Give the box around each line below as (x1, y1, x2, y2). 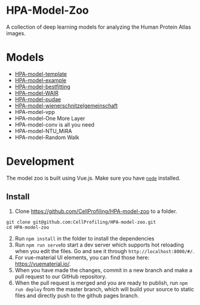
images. (6, 29, 26, 36)
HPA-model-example (14, 76, 67, 84)
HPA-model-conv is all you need (14, 121, 94, 128)
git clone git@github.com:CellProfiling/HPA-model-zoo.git (6, 219, 156, 225)
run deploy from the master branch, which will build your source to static (14, 285, 195, 292)
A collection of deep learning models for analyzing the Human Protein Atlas (6, 23, 191, 30)
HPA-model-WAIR (14, 89, 59, 96)
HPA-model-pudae (14, 95, 61, 103)
